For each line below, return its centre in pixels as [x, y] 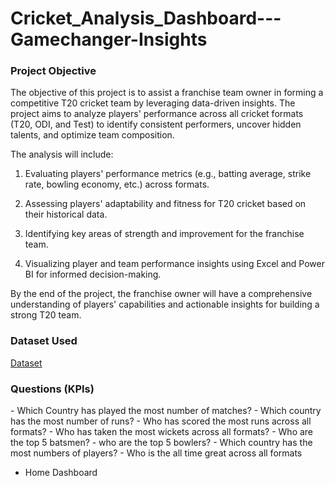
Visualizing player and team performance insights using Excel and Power [174, 264]
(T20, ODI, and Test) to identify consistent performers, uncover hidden [156, 124]
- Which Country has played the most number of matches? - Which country [166, 411]
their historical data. [66, 214]
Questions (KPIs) [52, 389]
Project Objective [53, 71]
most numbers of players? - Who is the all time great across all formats [156, 453]
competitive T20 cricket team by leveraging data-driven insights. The [153, 103]
